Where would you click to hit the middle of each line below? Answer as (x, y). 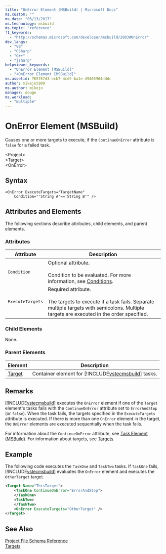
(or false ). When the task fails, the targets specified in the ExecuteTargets (80, 414)
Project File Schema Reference (37, 541)
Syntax (16, 181)
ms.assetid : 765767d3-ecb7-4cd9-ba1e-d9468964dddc (58, 79)
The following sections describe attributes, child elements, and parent (76, 224)
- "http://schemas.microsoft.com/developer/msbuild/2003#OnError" (79, 38)
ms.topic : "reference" (28, 28)
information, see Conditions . (81, 281)
